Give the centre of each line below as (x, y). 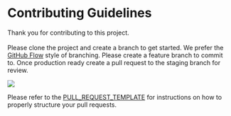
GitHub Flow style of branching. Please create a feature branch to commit (115, 55)
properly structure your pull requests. (62, 105)
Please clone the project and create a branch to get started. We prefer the (116, 47)
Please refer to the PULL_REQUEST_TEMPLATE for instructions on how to (115, 97)
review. (18, 70)
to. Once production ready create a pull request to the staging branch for (114, 62)
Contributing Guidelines (80, 13)
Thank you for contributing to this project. (68, 33)
